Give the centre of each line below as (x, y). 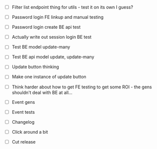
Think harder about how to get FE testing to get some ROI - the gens (82, 87)
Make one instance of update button (49, 77)
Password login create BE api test (46, 27)
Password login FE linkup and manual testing (58, 17)
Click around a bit (30, 132)
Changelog (23, 122)
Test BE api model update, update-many (53, 57)
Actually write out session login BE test (52, 37)
